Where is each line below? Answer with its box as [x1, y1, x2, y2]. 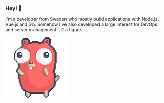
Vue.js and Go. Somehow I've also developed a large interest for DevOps [5, 21, 157, 27]
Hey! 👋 [5, 5, 22, 12]
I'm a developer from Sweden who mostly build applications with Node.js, [5, 16, 159, 22]
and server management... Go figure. [5, 27, 83, 33]
